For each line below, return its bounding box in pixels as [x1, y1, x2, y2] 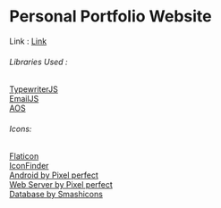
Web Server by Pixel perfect [9, 179, 114, 190]
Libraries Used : [9, 56, 69, 67]
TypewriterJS [9, 84, 58, 95]
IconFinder [9, 161, 49, 171]
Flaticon [9, 151, 39, 162]
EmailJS [9, 94, 39, 104]
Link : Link [9, 36, 47, 46]
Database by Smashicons [9, 189, 103, 200]
